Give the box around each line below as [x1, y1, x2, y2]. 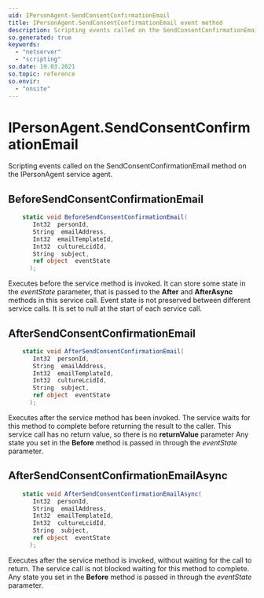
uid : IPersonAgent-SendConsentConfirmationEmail [8, 11, 170, 20]
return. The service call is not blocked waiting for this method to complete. [8, 563, 250, 573]
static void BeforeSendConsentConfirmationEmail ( [22, 213, 189, 221]
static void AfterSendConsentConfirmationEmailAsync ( [22, 489, 202, 498]
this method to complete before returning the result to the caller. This [8, 421, 232, 430]
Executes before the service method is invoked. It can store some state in [8, 279, 246, 288]
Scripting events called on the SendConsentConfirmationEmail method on [8, 161, 247, 171]
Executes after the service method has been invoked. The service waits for [8, 412, 251, 422]
